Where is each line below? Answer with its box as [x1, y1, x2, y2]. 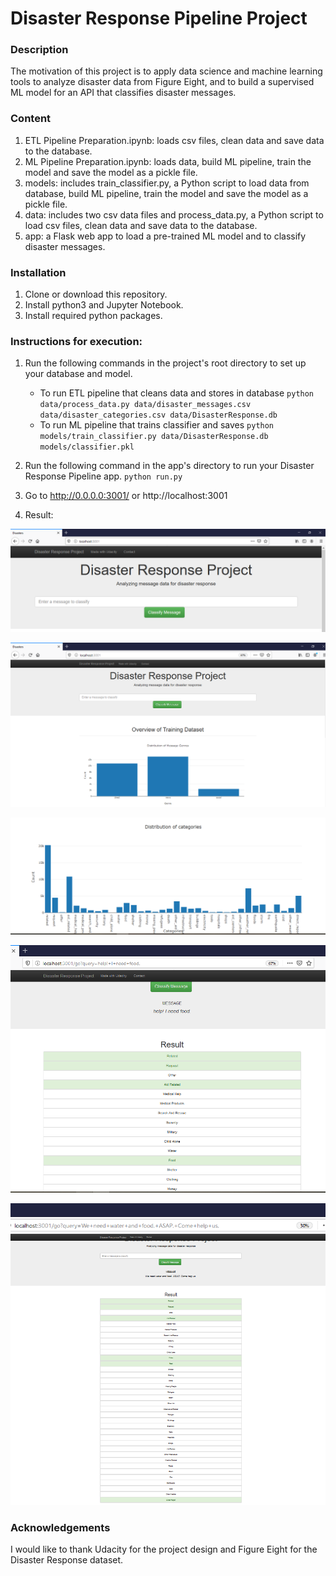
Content [10, 112, 52, 126]
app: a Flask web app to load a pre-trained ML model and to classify [24, 230, 307, 242]
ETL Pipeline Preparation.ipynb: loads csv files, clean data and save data [24, 134, 325, 146]
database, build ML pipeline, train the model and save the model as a [24, 187, 309, 199]
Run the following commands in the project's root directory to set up [24, 357, 307, 369]
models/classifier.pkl [39, 442, 135, 452]
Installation [10, 265, 67, 279]
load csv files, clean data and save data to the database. [24, 219, 258, 231]
